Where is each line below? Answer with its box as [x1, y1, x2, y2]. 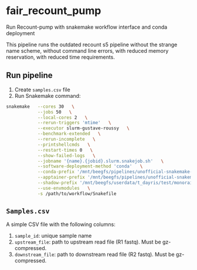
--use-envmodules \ [37, 185, 91, 191]
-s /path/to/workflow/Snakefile [37, 190, 117, 197]
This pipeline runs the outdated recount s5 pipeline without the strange [6, 41, 178, 48]
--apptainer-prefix [37, 175, 85, 180]
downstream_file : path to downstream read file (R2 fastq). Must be [14, 251, 175, 258]
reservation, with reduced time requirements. [6, 53, 116, 60]
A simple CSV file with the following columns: [6, 221, 116, 228]
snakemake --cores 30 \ [6, 104, 75, 110]
